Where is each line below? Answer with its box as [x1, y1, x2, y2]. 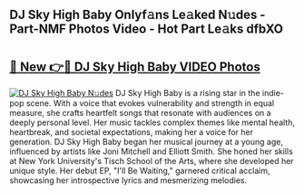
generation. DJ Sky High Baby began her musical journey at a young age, [9, 136, 284, 147]
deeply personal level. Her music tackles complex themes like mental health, [9, 117, 296, 128]
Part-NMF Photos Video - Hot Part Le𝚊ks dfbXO [9, 22, 284, 37]
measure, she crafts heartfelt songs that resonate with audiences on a [9, 108, 271, 118]
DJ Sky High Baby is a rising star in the [114, 88, 260, 98]
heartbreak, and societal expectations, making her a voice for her [9, 127, 254, 137]
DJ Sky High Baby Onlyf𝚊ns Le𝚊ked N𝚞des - [9, 7, 266, 23]
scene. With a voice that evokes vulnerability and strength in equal [25, 98, 275, 108]
